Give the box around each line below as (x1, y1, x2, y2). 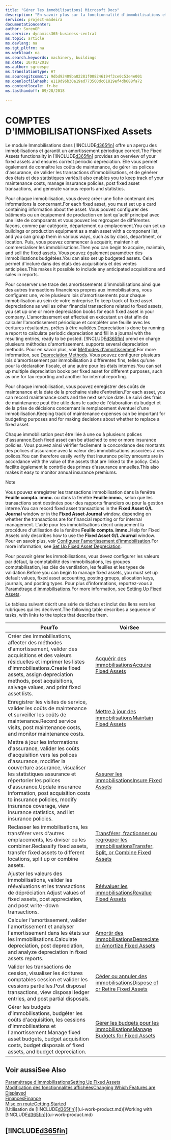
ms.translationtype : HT (5, 69, 56, 75)
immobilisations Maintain (95, 714, 154, 721)
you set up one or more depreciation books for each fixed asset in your (5, 308, 154, 314)
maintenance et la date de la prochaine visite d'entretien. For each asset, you (5, 389, 165, 395)
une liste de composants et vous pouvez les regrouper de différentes (5, 217, 150, 224)
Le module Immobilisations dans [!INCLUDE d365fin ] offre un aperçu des (5, 142, 157, 149)
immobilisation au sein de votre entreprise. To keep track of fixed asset (5, 298, 153, 304)
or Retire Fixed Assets (95, 986, 148, 993)
